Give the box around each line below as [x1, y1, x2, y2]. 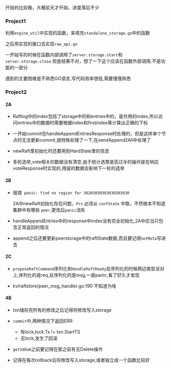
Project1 [5, 17, 26, 25]
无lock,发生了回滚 [20, 335, 58, 341]
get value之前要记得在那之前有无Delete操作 [12, 346, 103, 353]
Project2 [5, 89, 27, 96]
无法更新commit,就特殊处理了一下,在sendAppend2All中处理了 [21, 137, 151, 143]
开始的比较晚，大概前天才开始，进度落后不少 [5, 5, 100, 10]
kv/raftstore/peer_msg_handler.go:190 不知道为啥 [12, 283, 116, 289]
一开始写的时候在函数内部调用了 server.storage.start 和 [5, 52, 123, 58]
